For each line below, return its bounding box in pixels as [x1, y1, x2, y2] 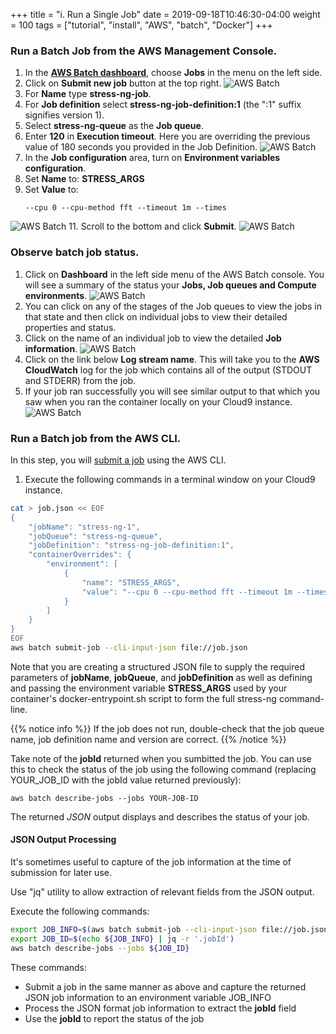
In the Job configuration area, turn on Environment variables [24, 152, 281, 164]
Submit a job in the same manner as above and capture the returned [24, 980, 307, 993]
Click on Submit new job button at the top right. [24, 77, 222, 89]
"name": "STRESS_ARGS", [81, 577, 182, 588]
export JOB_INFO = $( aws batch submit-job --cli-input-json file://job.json [10, 925, 329, 935]
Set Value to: [24, 184, 79, 196]
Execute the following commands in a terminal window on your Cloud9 [24, 473, 316, 485]
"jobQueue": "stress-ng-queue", [28, 531, 163, 541]
